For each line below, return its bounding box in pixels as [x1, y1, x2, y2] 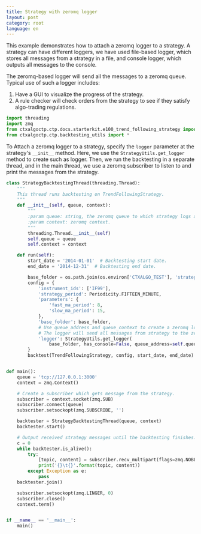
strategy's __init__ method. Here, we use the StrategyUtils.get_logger [6, 149, 185, 156]
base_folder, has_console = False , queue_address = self [48, 341, 184, 347]
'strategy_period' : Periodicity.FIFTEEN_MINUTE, [38, 291, 162, 297]
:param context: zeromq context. [28, 219, 111, 225]
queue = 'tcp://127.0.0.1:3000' [17, 374, 98, 380]
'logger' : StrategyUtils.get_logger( [38, 336, 133, 342]
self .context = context [28, 241, 87, 247]
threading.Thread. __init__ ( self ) [28, 230, 111, 236]
